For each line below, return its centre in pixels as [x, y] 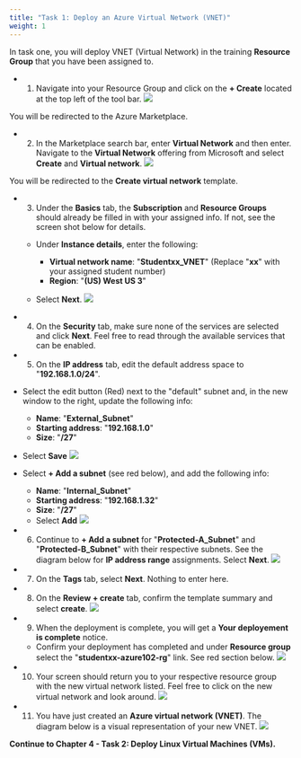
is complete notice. [72, 637]
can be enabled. [66, 345]
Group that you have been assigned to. [82, 61]
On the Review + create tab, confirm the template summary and [154, 597]
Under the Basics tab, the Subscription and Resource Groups [151, 207]
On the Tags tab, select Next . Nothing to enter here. [132, 578]
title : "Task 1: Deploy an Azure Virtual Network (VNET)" [120, 18]
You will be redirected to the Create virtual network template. [124, 181]
